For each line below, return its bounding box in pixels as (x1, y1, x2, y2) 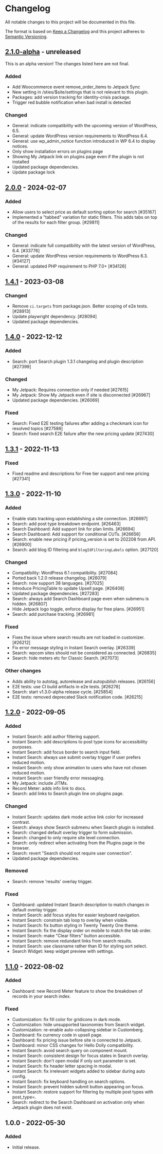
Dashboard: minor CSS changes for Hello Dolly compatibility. (12, 1042, 134, 1048)
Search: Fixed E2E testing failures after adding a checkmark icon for (12, 420, 149, 426)
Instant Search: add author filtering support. (12, 734, 101, 739)
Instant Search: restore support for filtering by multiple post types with (12, 1089, 154, 1095)
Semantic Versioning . (5, 34, 48, 39)
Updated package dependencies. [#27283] (12, 590, 99, 596)
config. (12, 1074, 27, 1079)
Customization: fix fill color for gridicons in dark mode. (12, 1017, 122, 1022)
